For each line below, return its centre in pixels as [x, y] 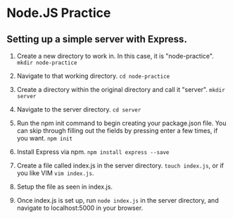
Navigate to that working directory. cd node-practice [93, 76]
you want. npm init [45, 138]
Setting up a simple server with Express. [97, 39]
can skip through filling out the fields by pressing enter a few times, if [117, 131]
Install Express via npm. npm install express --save [93, 152]
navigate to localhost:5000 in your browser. [80, 208]
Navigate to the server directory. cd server [79, 109]
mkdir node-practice [47, 63]
